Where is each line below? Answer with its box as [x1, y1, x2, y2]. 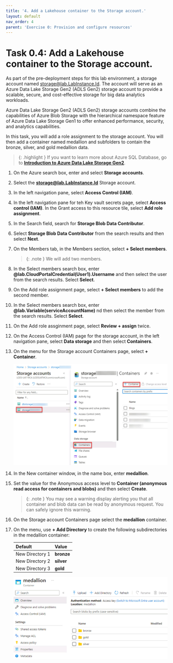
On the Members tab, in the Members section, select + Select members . [13, 246, 167, 252]
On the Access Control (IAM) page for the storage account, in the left [13, 333, 160, 339]
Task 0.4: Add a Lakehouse [6, 47, 124, 59]
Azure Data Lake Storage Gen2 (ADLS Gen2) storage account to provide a [6, 86, 163, 93]
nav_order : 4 [6, 19, 34, 24]
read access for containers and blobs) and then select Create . [13, 486, 148, 492]
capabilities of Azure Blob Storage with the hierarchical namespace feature [6, 113, 165, 119]
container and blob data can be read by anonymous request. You [26, 501, 164, 507]
